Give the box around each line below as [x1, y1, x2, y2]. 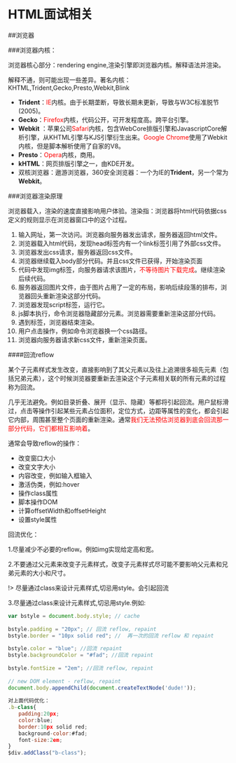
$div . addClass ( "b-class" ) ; [8, 750, 87, 757]
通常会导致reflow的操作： [8, 439, 82, 447]
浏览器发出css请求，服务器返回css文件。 [18, 248, 137, 256]
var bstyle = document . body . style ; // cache [8, 612, 140, 619]
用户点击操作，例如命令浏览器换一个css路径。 [18, 327, 151, 335]
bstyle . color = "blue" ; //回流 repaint [8, 645, 123, 652]
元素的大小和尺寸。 [13, 569, 69, 577]
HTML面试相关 [8, 6, 93, 22]
